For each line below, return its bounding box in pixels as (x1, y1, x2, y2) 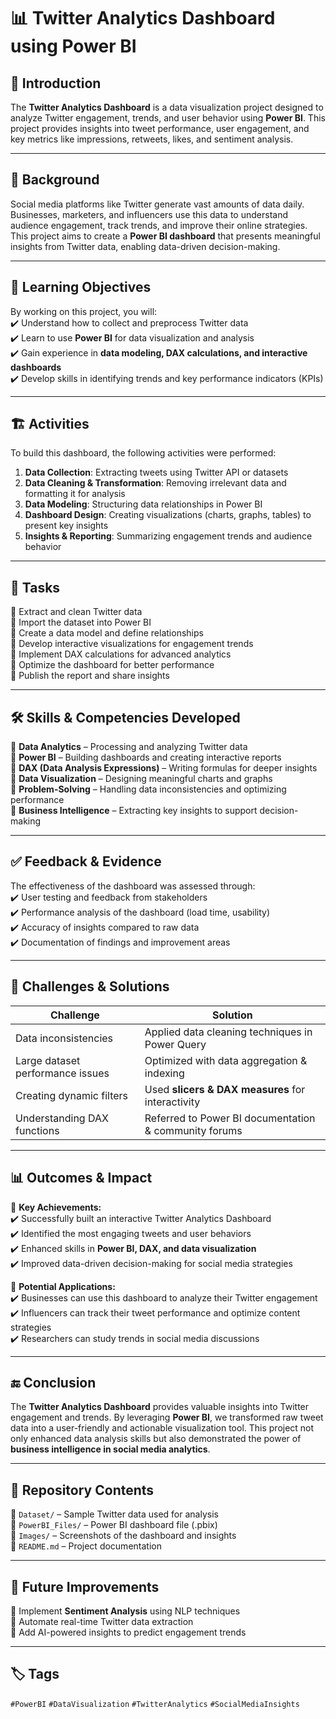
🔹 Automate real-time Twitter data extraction (10, 1615, 194, 1627)
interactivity (144, 1095, 201, 1109)
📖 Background (10, 171, 100, 189)
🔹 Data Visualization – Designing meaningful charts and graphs (10, 773, 273, 785)
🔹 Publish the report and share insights (10, 670, 170, 682)
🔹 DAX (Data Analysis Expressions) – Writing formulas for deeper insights (10, 762, 318, 774)
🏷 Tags (10, 1666, 60, 1683)
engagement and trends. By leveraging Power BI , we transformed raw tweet (10, 1411, 324, 1424)
